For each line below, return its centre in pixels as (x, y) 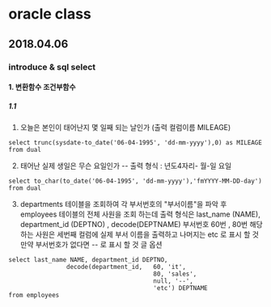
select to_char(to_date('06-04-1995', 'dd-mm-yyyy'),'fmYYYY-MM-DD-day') (135, 181)
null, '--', (174, 281)
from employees (34, 296)
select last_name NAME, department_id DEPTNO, (88, 260)
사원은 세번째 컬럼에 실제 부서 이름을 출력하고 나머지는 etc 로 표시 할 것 (147, 234)
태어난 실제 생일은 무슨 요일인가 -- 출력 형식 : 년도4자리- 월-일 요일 (126, 166)
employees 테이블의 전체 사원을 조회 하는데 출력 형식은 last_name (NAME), (140, 214)
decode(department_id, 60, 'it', (126, 267)
